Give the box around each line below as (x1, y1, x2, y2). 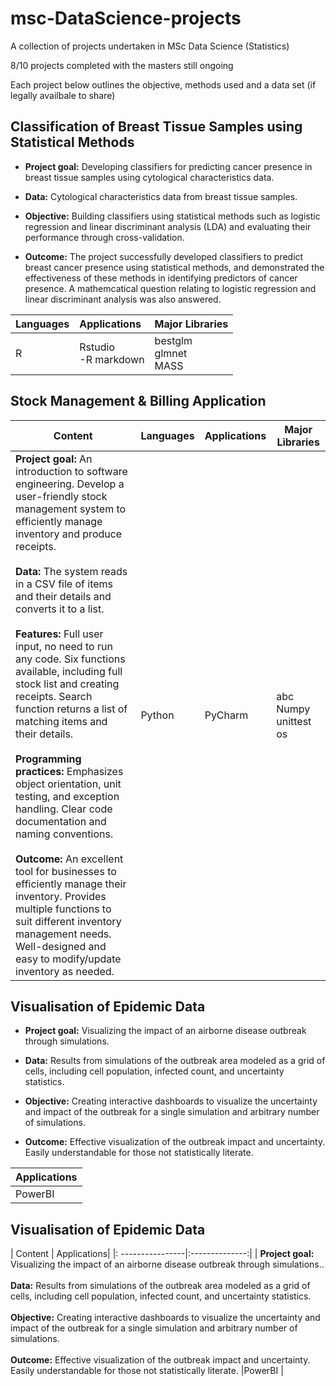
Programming (15, 752, 82, 766)
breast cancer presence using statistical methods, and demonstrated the (24, 261, 325, 273)
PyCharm (204, 708, 249, 722)
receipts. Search (15, 689, 93, 703)
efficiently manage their (15, 877, 127, 891)
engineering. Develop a (15, 477, 125, 491)
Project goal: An (15, 452, 93, 466)
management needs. (15, 927, 112, 941)
